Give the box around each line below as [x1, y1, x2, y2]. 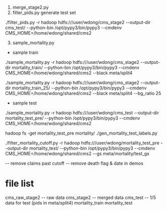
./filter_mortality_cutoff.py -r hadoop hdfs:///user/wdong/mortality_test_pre [5, 140, 160, 146]
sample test [12, 100, 37, 106]
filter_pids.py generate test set [12, 10, 76, 16]
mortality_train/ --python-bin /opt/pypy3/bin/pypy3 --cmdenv [12, 65, 140, 70]
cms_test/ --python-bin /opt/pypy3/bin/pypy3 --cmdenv [5, 25, 122, 31]
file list [5, 178, 34, 189]
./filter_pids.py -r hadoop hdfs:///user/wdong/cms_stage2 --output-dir [5, 20, 151, 25]
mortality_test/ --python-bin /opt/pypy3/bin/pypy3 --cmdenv [29, 145, 155, 151]
